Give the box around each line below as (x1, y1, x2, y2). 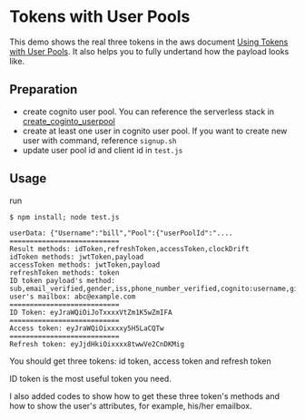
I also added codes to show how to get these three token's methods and (9, 390, 280, 401)
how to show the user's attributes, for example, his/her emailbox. (9, 400, 252, 411)
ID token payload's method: (9, 276, 116, 285)
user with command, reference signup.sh (22, 134, 177, 146)
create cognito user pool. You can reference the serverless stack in (22, 106, 275, 117)
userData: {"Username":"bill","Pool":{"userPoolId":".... (9, 229, 233, 238)
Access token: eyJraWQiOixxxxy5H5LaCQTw (9, 324, 165, 333)
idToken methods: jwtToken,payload (9, 252, 144, 261)
